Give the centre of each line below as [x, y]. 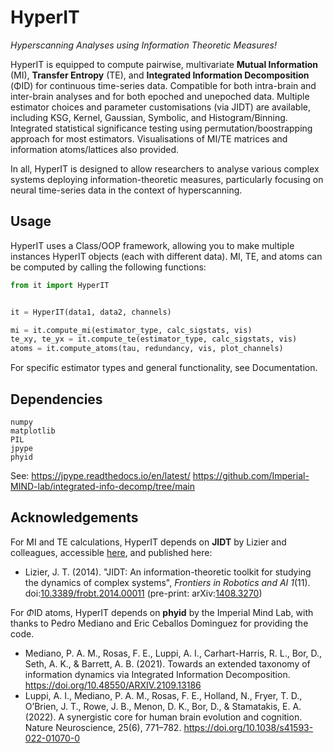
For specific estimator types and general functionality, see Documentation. [164, 368]
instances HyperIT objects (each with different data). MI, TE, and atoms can [166, 256]
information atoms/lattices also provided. [95, 149]
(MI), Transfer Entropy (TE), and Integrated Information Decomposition [160, 75]
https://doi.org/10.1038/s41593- [248, 727]
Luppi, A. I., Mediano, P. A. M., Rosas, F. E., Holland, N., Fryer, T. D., [163, 695]
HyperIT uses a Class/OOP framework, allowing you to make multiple [152, 245]
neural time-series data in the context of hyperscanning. [126, 190]
